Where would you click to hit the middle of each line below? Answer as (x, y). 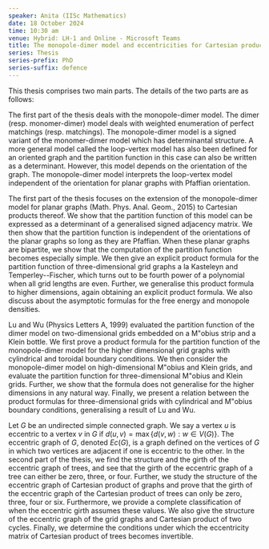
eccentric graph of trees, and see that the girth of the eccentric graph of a (131, 468)
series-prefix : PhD (41, 61)
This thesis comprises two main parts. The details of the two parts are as (128, 91)
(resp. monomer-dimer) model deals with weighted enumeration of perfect (131, 123)
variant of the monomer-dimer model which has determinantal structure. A (131, 140)
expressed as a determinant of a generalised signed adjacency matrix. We (130, 224)
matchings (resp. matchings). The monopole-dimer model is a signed (122, 131)
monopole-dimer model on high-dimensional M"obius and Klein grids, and (130, 367)
